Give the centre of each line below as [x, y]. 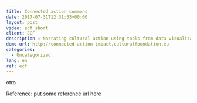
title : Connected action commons [47, 11]
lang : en [17, 60]
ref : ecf [17, 66]
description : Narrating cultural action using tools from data [86, 39]
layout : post [22, 22]
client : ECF [21, 33]
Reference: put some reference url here [54, 94]
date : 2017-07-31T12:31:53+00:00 [47, 17]
